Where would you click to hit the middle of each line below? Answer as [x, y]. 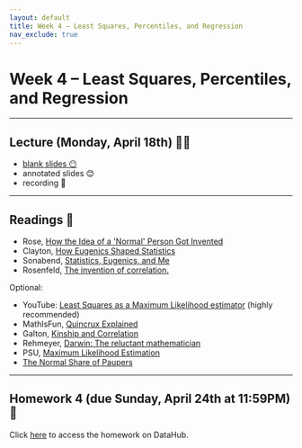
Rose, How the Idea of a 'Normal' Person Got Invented [123, 241]
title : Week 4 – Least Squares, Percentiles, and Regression [126, 26]
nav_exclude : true [44, 34]
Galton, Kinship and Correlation [80, 333]
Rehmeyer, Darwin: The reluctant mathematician [111, 343]
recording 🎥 [44, 183]
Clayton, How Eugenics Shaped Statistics [99, 251]
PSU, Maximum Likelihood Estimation [91, 353]
